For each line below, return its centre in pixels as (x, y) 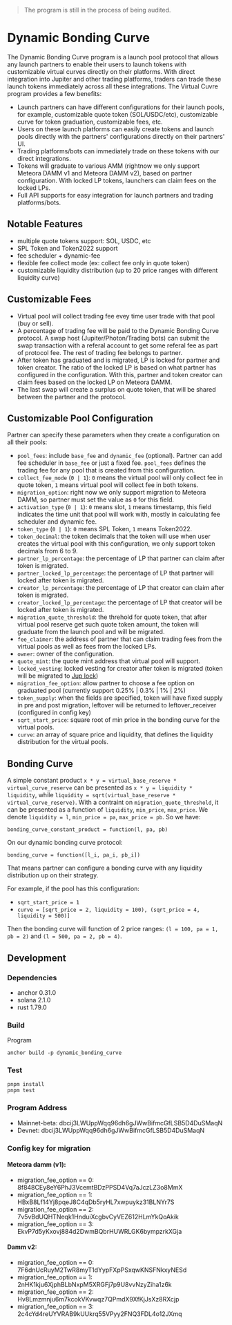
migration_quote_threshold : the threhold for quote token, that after (112, 617)
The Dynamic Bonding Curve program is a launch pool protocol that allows (113, 57)
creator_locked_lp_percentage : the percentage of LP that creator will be (119, 602)
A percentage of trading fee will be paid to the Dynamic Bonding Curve (118, 330)
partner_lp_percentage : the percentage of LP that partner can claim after (121, 558)
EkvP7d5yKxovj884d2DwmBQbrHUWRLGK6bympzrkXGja (99, 1231)
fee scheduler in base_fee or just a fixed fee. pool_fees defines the (112, 463)
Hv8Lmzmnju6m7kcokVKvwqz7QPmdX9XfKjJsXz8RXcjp (98, 1299)
